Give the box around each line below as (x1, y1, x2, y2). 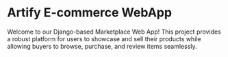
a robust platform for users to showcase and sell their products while (7, 34, 201, 43)
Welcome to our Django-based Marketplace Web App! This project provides (7, 27, 221, 36)
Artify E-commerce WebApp (7, 5, 173, 21)
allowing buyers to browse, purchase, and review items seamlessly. (7, 42, 197, 50)
